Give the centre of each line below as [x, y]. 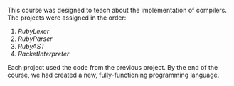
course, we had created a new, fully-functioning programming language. [113, 75]
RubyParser [35, 39]
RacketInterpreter [43, 54]
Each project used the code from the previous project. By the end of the [113, 67]
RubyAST [31, 46]
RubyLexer [33, 31]
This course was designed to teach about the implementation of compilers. [117, 10]
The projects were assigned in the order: [67, 18]
